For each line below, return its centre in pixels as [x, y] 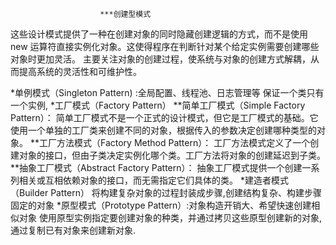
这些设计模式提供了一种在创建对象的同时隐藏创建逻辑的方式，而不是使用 [159, 34]
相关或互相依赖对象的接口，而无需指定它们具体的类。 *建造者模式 [153, 180]
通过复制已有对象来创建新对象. [73, 230]
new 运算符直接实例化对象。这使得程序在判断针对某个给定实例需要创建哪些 [165, 46]
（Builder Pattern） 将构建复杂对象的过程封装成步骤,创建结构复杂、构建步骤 [166, 192]
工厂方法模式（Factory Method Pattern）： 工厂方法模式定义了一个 [174, 142]
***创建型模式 [125, 14]
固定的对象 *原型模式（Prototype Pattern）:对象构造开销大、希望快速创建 [161, 205]
